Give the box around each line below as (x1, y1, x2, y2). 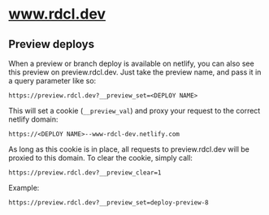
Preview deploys (8, 37, 95, 51)
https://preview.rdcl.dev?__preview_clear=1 (8, 169, 162, 177)
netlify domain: (8, 114, 59, 124)
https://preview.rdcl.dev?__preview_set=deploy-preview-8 (8, 199, 209, 207)
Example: (8, 183, 40, 192)
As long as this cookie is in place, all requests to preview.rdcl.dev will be (8, 144, 250, 154)
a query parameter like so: (8, 76, 97, 85)
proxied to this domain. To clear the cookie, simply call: (8, 153, 193, 162)
